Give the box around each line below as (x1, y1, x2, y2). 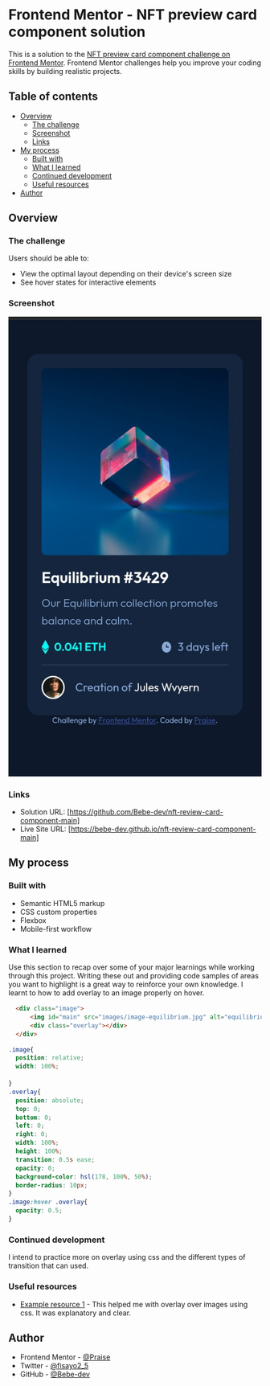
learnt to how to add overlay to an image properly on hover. (8, 988, 205, 998)
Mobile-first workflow (19, 924, 92, 933)
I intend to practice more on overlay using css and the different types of (8, 1253, 246, 1262)
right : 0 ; (15, 1130, 48, 1138)
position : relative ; (15, 1054, 84, 1062)
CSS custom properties (19, 907, 98, 916)
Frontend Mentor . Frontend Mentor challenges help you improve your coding (8, 58, 262, 68)
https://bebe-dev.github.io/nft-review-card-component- (71, 824, 256, 834)
